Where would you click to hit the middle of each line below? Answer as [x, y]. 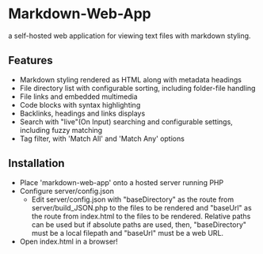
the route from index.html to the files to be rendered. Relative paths [141, 216]
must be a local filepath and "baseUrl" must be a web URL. [128, 233]
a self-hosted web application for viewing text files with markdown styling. [130, 36]
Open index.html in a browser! [69, 241]
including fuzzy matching [61, 130]
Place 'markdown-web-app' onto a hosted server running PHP [122, 182]
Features [30, 61]
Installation [36, 163]
